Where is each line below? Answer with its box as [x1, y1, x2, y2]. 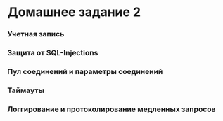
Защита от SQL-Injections [7, 48, 98, 58]
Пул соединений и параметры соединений [7, 66, 163, 76]
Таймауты [7, 85, 44, 95]
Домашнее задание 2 [7, 4, 141, 20]
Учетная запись [7, 29, 65, 39]
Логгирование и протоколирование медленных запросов [7, 104, 216, 114]
